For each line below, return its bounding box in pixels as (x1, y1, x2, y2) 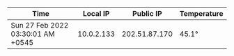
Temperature (179, 9, 224, 18)
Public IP (132, 9, 162, 18)
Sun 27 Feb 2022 (10, 21, 69, 30)
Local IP (82, 9, 110, 18)
